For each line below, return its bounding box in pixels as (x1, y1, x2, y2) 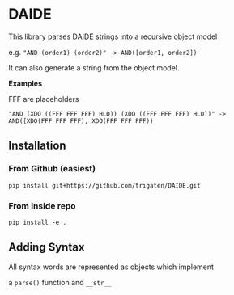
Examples (8, 78, 43, 88)
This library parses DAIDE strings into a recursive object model (8, 32, 218, 41)
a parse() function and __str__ (8, 277, 112, 287)
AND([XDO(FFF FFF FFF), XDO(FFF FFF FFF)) (8, 116, 154, 125)
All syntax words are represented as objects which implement (8, 262, 215, 272)
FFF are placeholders (8, 94, 79, 103)
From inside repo (8, 200, 76, 211)
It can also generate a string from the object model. (8, 62, 180, 73)
